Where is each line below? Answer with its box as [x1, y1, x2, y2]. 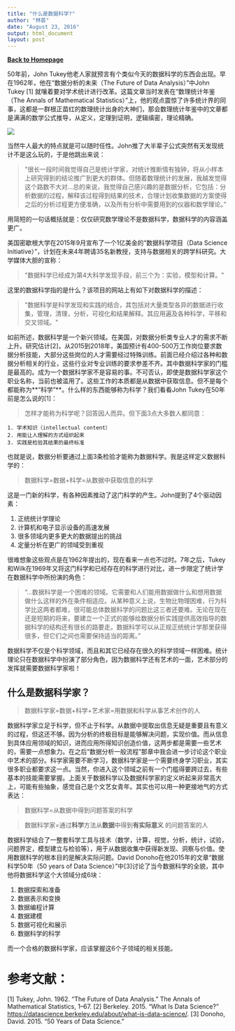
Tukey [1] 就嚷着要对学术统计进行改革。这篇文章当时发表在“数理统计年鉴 [7, 87, 215, 96]
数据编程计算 [17, 903, 55, 911]
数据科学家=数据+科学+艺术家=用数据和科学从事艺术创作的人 [24, 706, 201, 714]
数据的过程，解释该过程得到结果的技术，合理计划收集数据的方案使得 [30, 192, 227, 200]
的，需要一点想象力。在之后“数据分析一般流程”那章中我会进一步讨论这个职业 [7, 747, 227, 755]
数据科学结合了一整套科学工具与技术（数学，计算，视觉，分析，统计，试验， [7, 835, 228, 844]
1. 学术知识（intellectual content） [7, 425, 111, 432]
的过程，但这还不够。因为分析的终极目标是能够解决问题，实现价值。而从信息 [7, 730, 228, 738]
